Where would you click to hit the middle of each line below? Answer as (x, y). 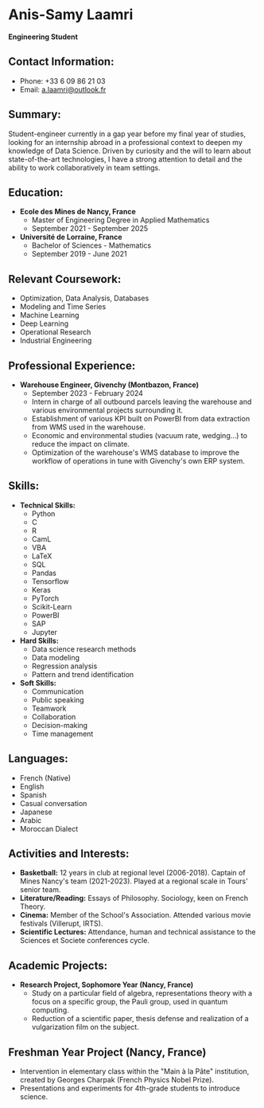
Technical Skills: (47, 505)
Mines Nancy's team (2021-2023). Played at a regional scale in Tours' (134, 881)
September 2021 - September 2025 (90, 229)
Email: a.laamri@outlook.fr (63, 89)
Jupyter (45, 632)
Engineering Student (43, 37)
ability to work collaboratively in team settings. (84, 167)
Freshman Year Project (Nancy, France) (107, 1052)
